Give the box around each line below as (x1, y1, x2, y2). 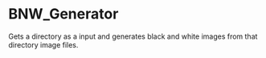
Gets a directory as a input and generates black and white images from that (8, 31, 258, 41)
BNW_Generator (8, 5, 119, 23)
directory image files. (8, 39, 79, 49)
